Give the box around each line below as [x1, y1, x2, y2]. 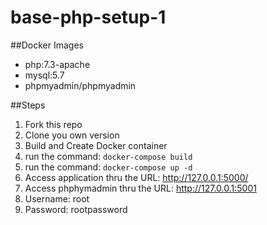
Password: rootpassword [24, 203, 128, 215]
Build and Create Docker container [24, 139, 168, 151]
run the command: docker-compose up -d [24, 161, 193, 173]
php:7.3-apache [24, 58, 91, 70]
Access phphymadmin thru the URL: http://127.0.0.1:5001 [24, 182, 257, 194]
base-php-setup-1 [10, 6, 167, 29]
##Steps [10, 99, 46, 111]
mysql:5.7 [24, 69, 65, 81]
